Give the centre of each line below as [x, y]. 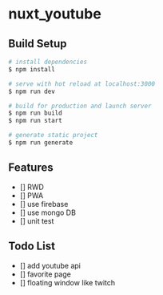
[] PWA [32, 195]
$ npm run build [35, 113]
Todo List [32, 247]
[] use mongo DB [48, 212]
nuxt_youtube [55, 14]
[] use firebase [44, 204]
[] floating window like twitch [68, 282]
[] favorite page [46, 274]
